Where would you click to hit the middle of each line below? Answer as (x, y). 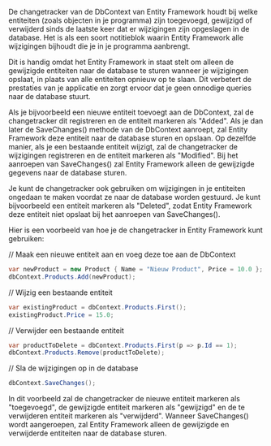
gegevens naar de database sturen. (68, 173)
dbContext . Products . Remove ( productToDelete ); (86, 353)
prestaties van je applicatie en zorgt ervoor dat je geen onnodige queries (130, 88)
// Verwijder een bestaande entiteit (66, 330)
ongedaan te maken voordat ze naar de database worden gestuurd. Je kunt (135, 197)
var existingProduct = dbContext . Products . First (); (97, 307)
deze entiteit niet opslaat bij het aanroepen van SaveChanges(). (114, 214)
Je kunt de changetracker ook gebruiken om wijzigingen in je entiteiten (127, 188)
